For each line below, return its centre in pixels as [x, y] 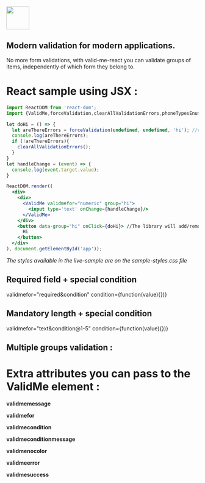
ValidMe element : [53, 387]
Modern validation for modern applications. [91, 45]
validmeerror [23, 463]
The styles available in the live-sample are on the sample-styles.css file [97, 260]
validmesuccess [27, 474]
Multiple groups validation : [59, 347]
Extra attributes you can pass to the [99, 374]
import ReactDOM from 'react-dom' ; [52, 107]
